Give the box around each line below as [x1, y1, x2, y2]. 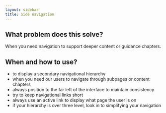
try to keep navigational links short [12, 92, 83, 98]
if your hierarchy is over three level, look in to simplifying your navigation [12, 103, 162, 109]
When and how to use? [5, 57, 78, 66]
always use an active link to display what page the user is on [12, 97, 137, 103]
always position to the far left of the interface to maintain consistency [12, 87, 155, 93]
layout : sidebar [5, 7, 39, 12]
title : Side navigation [5, 12, 55, 17]
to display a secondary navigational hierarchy [12, 71, 106, 77]
